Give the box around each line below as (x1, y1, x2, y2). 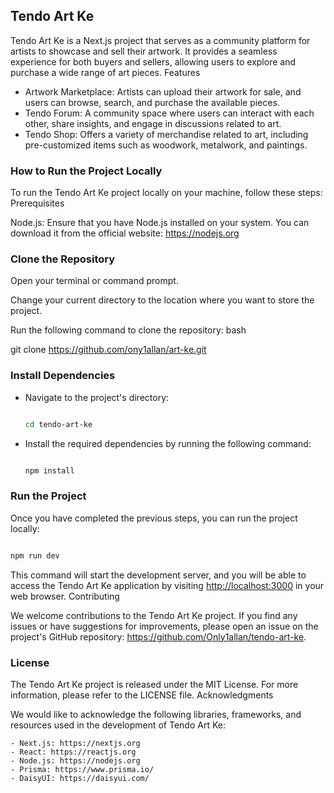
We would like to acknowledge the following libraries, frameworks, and (10, 708, 302, 720)
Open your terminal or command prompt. (10, 275, 179, 287)
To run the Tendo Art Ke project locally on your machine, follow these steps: (10, 187, 323, 199)
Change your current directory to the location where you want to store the (10, 294, 315, 306)
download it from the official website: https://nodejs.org (10, 227, 240, 239)
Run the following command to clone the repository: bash (10, 324, 247, 336)
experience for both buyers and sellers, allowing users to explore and (10, 55, 296, 68)
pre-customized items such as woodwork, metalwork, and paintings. (24, 139, 308, 151)
